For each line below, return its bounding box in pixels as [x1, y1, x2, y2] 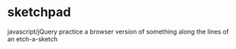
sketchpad [7, 4, 71, 20]
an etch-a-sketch [7, 34, 58, 43]
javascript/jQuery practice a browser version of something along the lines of [7, 27, 230, 36]
